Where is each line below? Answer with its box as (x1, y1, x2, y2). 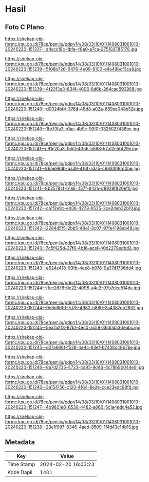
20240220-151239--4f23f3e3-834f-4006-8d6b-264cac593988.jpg (5, 86, 142, 92)
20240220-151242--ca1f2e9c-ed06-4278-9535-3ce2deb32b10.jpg (5, 206, 141, 211)
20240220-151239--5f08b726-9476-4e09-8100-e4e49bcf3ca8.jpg (5, 66, 142, 72)
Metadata (5, 438, 35, 446)
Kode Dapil (7, 469, 33, 476)
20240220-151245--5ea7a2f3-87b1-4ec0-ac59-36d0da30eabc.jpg (5, 324, 141, 330)
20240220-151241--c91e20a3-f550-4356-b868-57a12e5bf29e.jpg (5, 146, 139, 151)
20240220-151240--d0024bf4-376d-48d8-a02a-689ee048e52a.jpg (5, 106, 144, 112)
